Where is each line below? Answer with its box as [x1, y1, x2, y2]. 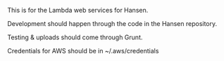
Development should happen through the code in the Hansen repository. [7, 20, 218, 27]
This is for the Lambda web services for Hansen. [7, 6, 149, 14]
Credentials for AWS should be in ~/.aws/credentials [7, 47, 159, 55]
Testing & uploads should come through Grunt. [7, 33, 143, 41]
